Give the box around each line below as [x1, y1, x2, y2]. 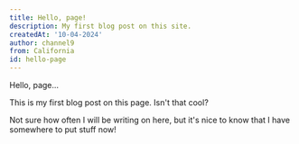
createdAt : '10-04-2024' [9, 30, 103, 39]
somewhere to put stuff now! [9, 124, 117, 135]
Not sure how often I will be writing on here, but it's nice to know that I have [9, 114, 291, 125]
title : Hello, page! [9, 13, 88, 22]
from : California [9, 47, 75, 56]
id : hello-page [9, 55, 67, 64]
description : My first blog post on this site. [9, 22, 192, 31]
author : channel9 [9, 38, 75, 48]
